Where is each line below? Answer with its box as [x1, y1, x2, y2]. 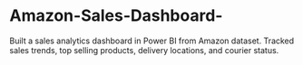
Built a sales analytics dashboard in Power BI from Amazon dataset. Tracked [9, 35, 295, 46]
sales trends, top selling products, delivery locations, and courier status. [9, 44, 279, 55]
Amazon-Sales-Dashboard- [9, 5, 223, 26]
